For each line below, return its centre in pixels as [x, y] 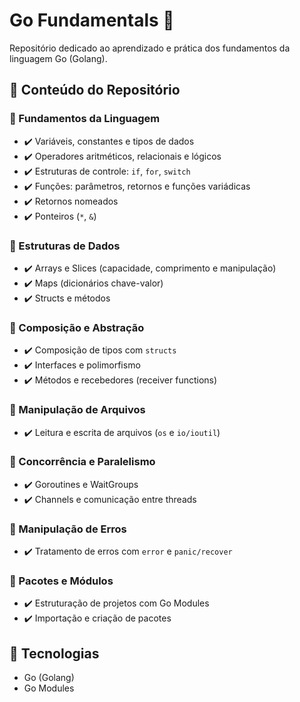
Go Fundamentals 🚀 [92, 20]
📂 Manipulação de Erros [68, 529]
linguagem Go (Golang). [58, 58]
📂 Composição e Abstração [77, 327]
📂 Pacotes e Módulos [61, 581]
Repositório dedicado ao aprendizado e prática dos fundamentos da [150, 48]
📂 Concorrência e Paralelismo [82, 462]
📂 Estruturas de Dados [65, 246]
